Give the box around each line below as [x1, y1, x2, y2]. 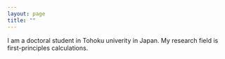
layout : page [7, 10, 46, 18]
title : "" [7, 17, 37, 24]
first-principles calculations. [7, 44, 89, 52]
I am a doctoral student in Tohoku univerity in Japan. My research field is [7, 36, 219, 44]
